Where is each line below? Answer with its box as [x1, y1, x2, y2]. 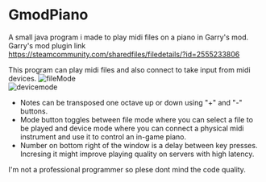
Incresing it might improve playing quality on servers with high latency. [19, 149, 255, 159]
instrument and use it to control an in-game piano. [19, 131, 187, 142]
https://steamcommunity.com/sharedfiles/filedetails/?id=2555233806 [8, 49, 240, 59]
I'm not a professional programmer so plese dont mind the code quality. [8, 164, 246, 174]
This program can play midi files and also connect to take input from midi [8, 64, 251, 74]
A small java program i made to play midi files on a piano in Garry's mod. [8, 32, 249, 42]
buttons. [19, 106, 48, 116]
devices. [8, 73, 37, 83]
